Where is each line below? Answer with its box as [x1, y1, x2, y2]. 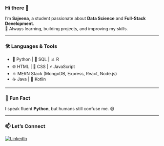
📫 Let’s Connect [5, 123, 45, 129]
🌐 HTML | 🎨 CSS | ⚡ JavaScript [12, 63, 75, 69]
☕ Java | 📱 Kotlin [12, 76, 46, 82]
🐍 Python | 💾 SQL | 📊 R [12, 56, 60, 62]
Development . [5, 21, 34, 26]
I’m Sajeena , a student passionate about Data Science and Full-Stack [5, 16, 146, 21]
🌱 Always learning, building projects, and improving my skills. [5, 26, 128, 32]
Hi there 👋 [5, 4, 29, 11]
